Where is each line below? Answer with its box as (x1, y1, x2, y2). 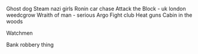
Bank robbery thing (6, 41, 54, 48)
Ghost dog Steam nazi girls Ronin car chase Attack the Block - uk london (6, 5, 186, 12)
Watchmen (6, 29, 33, 37)
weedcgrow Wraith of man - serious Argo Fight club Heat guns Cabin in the (6, 11, 193, 19)
